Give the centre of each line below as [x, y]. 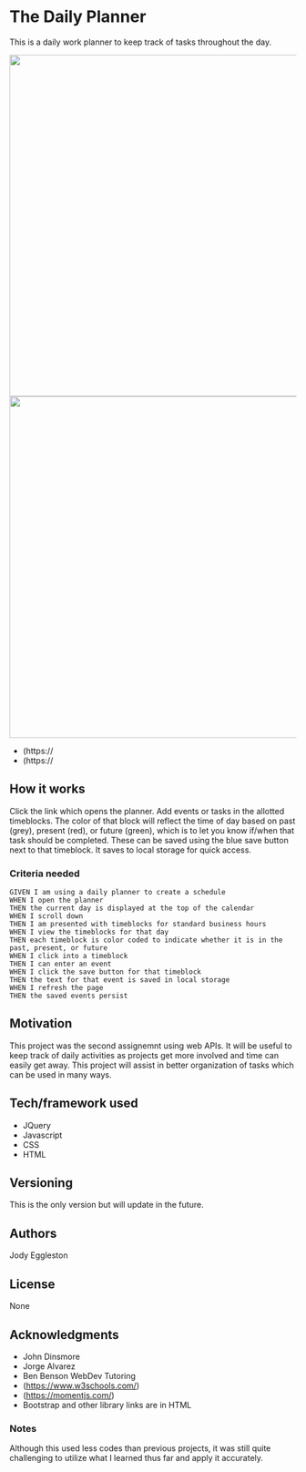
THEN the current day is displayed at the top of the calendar [132, 908]
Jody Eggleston [39, 1255]
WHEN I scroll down [46, 916]
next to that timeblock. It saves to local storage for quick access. [131, 850]
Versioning [41, 1183]
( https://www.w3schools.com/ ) [81, 1385]
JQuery [37, 1125]
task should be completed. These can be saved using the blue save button [149, 840]
